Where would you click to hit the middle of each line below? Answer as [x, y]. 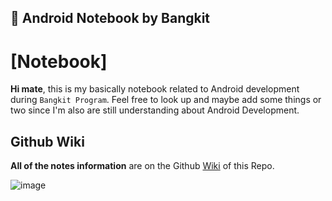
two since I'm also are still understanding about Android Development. [155, 110]
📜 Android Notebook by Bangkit [110, 18]
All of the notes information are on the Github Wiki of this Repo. [142, 166]
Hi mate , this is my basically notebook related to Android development [155, 89]
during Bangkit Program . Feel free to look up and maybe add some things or [166, 100]
